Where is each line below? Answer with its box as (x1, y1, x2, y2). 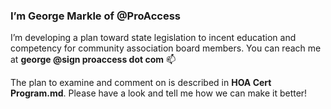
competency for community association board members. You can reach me (10, 42, 322, 54)
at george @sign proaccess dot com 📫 (10, 54, 177, 66)
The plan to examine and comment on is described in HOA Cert (10, 77, 272, 89)
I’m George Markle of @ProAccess (10, 9, 182, 23)
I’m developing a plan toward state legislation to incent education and (10, 32, 297, 44)
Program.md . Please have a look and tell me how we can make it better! (10, 87, 308, 99)
